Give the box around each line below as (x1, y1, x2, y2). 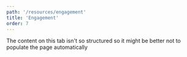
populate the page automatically (6, 44, 88, 51)
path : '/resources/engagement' (6, 9, 86, 15)
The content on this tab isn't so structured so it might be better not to (6, 37, 181, 45)
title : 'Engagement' (6, 15, 59, 21)
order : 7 (6, 20, 29, 26)
